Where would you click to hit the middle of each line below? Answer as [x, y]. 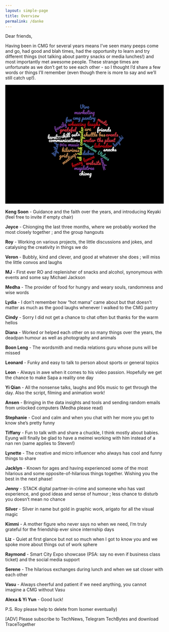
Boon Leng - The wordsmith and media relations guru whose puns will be [81, 347]
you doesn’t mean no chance [35, 499]
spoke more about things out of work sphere [51, 545]
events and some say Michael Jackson [45, 278]
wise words [17, 293]
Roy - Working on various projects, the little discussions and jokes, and [79, 242]
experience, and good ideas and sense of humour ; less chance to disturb [82, 494]
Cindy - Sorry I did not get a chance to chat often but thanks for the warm [82, 317]
